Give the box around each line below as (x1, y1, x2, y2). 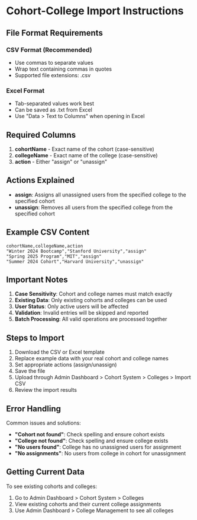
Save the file (14, 367, 46, 375)
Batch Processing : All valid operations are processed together (14, 316, 167, 323)
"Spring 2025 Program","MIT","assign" (6, 253, 102, 259)
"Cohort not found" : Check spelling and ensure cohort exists (14, 431, 165, 438)
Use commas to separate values (14, 59, 93, 66)
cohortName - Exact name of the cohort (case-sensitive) (14, 145, 154, 153)
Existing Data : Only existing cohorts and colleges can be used (14, 297, 167, 304)
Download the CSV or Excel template (14, 348, 105, 356)
